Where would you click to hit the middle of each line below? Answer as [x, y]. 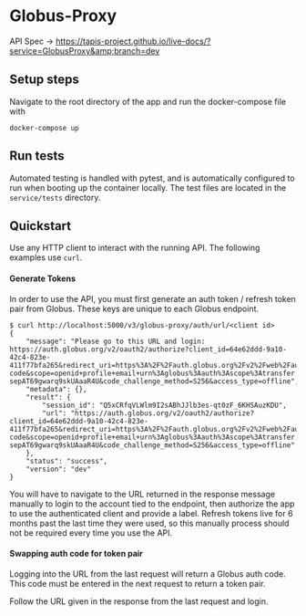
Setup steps [44, 80]
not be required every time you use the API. [91, 532]
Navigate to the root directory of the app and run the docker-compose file [148, 101]
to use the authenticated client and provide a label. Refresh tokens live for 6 [151, 513]
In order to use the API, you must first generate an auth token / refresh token [153, 298]
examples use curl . [46, 257]
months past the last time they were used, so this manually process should [149, 523]
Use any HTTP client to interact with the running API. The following [135, 248]
